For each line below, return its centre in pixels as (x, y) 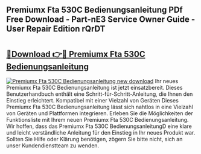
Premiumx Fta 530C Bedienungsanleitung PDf (94, 10)
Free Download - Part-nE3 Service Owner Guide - (101, 20)
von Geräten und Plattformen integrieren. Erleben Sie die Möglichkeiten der (100, 113)
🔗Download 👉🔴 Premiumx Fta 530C (76, 54)
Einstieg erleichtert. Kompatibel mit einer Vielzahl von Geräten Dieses (93, 100)
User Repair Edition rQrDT (56, 29)
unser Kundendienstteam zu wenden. (53, 146)
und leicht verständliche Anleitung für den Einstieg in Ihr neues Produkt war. (101, 132)
